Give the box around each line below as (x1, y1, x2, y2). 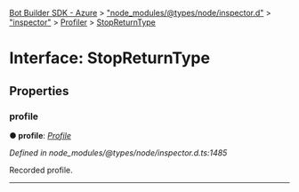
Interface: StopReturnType (9, 48, 211, 68)
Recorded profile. (9, 164, 73, 175)
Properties (9, 84, 69, 99)
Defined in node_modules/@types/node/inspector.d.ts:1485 (9, 147, 228, 158)
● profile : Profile (9, 130, 71, 140)
